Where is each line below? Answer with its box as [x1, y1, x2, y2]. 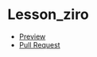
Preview [18, 32, 46, 41]
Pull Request [18, 40, 60, 49]
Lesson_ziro [7, 6, 89, 24]
